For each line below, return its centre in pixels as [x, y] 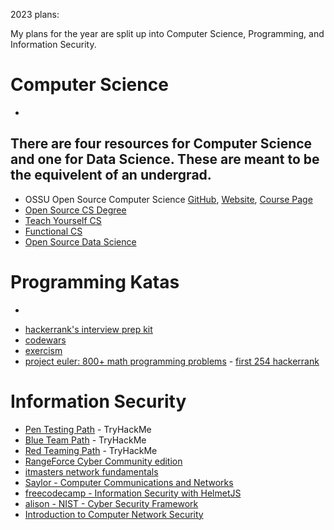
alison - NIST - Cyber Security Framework [111, 503]
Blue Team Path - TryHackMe [85, 440]
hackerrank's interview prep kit [88, 329]
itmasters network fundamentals [91, 471]
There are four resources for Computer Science [161, 144]
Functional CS [53, 231]
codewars [45, 340]
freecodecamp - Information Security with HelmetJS [133, 493]
